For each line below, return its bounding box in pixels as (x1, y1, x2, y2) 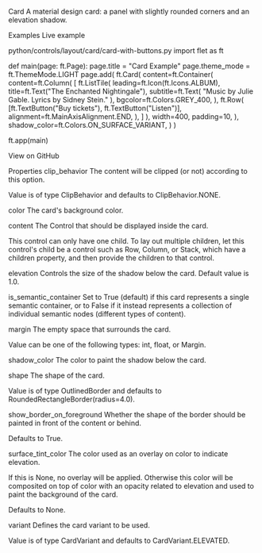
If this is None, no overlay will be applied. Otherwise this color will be (8, 473, 233, 482)
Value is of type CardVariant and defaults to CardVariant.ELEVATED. (8, 536, 230, 545)
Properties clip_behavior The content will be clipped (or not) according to (8, 167, 248, 175)
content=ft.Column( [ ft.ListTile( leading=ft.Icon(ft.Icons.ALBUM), (8, 79, 221, 87)
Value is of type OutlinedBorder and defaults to (8, 386, 162, 395)
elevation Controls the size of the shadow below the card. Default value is (8, 269, 249, 278)
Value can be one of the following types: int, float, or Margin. (8, 340, 206, 349)
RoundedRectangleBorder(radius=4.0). (8, 394, 135, 404)
